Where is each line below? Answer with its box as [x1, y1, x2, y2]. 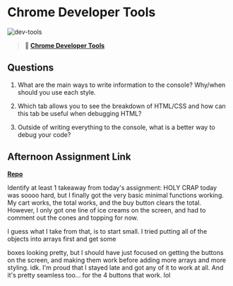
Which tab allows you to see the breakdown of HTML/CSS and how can [17, 102, 226, 110]
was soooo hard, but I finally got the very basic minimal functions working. [7, 191, 225, 199]
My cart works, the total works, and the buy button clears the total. [7, 198, 202, 207]
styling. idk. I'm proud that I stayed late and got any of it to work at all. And [7, 263, 224, 272]
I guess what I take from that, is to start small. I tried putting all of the [7, 227, 208, 235]
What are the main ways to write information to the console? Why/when [17, 81, 226, 89]
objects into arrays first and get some [7, 234, 116, 243]
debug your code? [17, 130, 71, 138]
